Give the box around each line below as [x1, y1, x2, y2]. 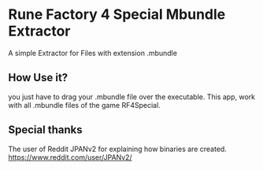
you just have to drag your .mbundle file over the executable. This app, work [8, 92, 256, 102]
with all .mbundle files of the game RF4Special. [8, 100, 161, 109]
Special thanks [8, 124, 83, 137]
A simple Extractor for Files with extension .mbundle [8, 48, 177, 57]
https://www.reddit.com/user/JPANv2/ [8, 152, 132, 162]
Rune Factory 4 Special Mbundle [8, 6, 226, 24]
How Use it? [8, 71, 69, 84]
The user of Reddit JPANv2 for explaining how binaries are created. [8, 144, 227, 153]
